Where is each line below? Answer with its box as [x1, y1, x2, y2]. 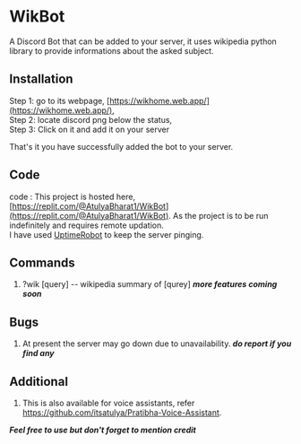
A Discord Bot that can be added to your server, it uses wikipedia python [9, 36, 278, 47]
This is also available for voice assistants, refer [21, 397, 195, 408]
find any [21, 348, 56, 359]
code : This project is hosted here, [9, 191, 136, 202]
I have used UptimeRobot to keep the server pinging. [9, 229, 204, 239]
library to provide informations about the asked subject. [9, 45, 214, 56]
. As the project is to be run [168, 210, 269, 221]
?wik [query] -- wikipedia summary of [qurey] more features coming [21, 279, 278, 290]
